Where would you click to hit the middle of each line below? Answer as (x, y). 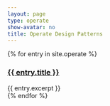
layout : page (27, 14)
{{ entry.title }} (33, 73)
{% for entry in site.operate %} (52, 54)
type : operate (28, 21)
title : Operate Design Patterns (55, 34)
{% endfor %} (28, 95)
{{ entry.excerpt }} (34, 88)
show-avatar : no (31, 27)
